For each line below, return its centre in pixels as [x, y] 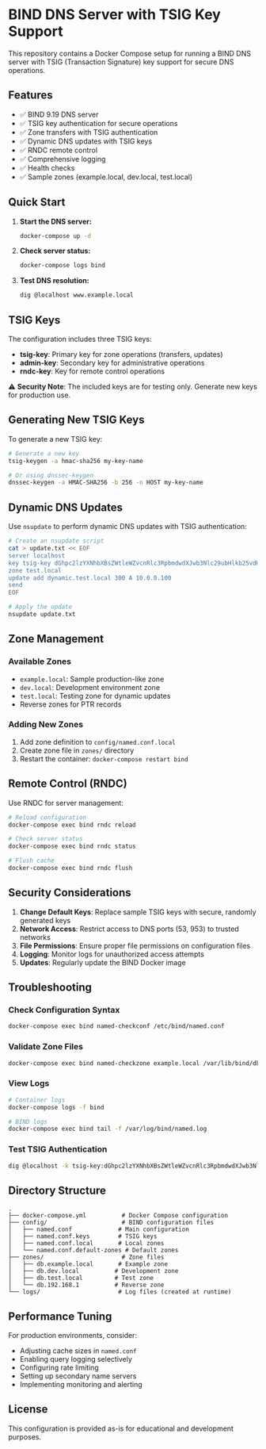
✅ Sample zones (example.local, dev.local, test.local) [106, 177]
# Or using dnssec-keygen [51, 475]
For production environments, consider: [72, 1336]
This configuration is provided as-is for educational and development [121, 1428]
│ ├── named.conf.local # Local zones [86, 1244]
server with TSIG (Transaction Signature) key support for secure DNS [121, 62]
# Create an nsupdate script [56, 541]
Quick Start [37, 203]
